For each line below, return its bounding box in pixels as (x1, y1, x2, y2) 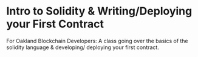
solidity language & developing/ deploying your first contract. (6, 44, 159, 51)
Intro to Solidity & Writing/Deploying (6, 4, 193, 18)
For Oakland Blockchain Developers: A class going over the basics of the (6, 37, 188, 44)
